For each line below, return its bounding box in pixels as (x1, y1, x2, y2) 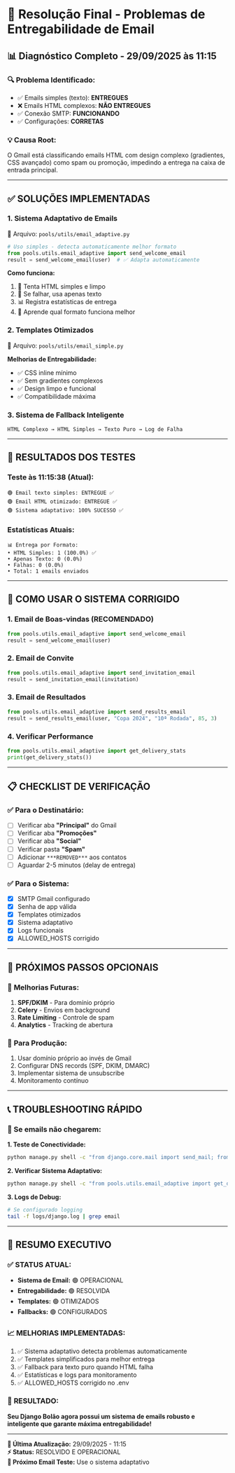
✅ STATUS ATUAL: (7, 1259, 72, 1269)
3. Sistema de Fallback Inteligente (7, 410, 124, 420)
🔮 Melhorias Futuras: (7, 982, 79, 992)
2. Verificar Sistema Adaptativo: (7, 1166, 103, 1174)
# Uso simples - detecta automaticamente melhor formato (7, 243, 177, 250)
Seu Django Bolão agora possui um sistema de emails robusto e (7, 1412, 195, 1420)
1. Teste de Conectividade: (7, 1140, 86, 1149)
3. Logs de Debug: (7, 1193, 62, 1201)
